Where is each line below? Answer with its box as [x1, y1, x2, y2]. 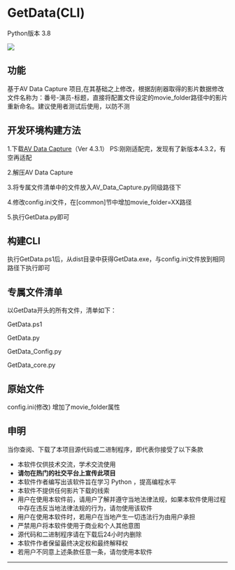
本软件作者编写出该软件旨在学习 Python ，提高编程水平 [17, 478, 177, 486]
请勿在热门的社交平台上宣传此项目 [17, 468, 116, 477]
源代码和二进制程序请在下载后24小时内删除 [17, 530, 142, 538]
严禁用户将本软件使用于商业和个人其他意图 [17, 521, 141, 529]
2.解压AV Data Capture [7, 168, 73, 176]
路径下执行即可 [7, 264, 50, 272]
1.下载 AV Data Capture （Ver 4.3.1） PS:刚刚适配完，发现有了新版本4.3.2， [7, 144, 220, 153]
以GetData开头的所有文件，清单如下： [7, 306, 117, 314]
